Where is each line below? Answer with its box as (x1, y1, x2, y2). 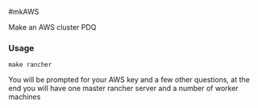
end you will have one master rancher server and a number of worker (8, 84, 239, 93)
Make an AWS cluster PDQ (8, 23, 97, 31)
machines (8, 92, 41, 102)
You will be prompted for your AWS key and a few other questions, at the (8, 75, 250, 85)
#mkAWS (8, 7, 40, 16)
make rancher (8, 60, 52, 69)
